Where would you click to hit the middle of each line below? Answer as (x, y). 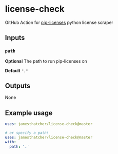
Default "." (17, 70)
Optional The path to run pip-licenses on (46, 61)
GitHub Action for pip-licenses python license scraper (59, 22)
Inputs (15, 38)
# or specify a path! (27, 133)
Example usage (29, 113)
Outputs (18, 86)
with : (10, 142)
